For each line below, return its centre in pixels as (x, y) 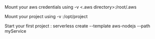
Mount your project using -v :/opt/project (46, 16)
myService (15, 31)
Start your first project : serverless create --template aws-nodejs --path (77, 26)
